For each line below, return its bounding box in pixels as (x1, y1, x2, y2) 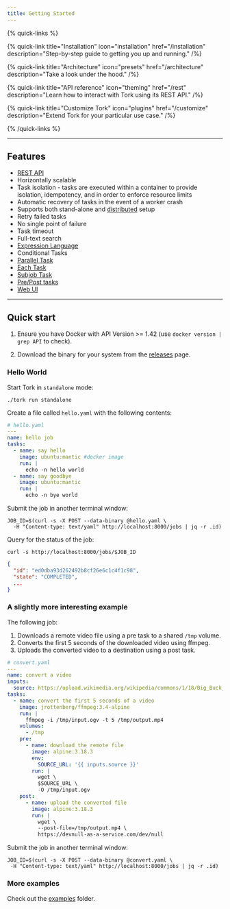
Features (7, 151, 46, 162)
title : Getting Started (7, 10, 75, 17)
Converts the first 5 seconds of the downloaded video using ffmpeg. (16, 638, 211, 646)
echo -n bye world (25, 492, 78, 499)
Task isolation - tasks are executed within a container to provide (16, 183, 198, 192)
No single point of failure (16, 220, 87, 228)
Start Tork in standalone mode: (7, 383, 94, 391)
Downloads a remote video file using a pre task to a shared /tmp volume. (16, 631, 221, 640)
